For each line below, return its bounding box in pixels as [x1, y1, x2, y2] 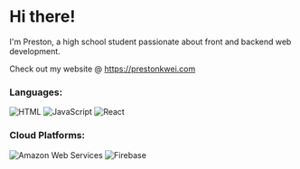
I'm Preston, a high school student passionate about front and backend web [9, 36, 292, 47]
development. [9, 45, 61, 56]
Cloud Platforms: [9, 129, 86, 142]
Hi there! [9, 6, 76, 27]
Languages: [9, 86, 63, 99]
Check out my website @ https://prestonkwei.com [9, 63, 196, 74]
